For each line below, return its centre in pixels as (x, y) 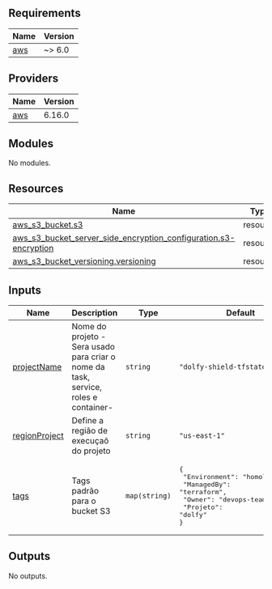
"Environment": (211, 477)
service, (87, 388)
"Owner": (199, 500)
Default (241, 313)
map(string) (148, 496)
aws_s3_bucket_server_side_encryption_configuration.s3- (124, 238)
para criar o (93, 357)
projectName (37, 367)
